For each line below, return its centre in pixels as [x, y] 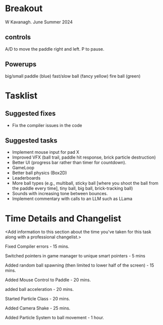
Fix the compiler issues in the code [47, 125]
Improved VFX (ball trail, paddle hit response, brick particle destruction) [84, 157]
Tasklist [21, 96]
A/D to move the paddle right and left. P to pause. [55, 49]
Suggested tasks [31, 140]
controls [18, 37]
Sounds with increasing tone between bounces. [60, 194]
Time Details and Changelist [63, 218]
